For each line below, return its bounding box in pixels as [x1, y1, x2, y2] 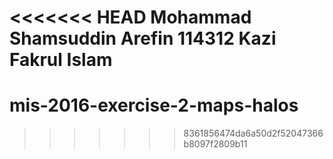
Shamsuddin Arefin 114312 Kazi [9, 27, 277, 50]
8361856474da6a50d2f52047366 [183, 127, 324, 140]
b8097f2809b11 [183, 138, 248, 150]
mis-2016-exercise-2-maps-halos [9, 94, 299, 117]
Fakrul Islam [9, 49, 113, 71]
